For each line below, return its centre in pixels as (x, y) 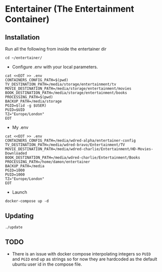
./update (14, 227)
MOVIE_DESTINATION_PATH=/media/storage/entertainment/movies (68, 89)
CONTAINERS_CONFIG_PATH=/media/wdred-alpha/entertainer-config (71, 141)
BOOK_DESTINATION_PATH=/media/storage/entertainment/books (66, 93)
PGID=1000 (15, 170)
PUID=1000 (15, 175)
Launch (20, 192)
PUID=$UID (15, 110)
